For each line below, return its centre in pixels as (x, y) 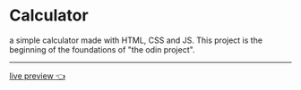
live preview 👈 (37, 76)
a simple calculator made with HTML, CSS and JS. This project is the (136, 40)
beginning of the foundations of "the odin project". (102, 49)
